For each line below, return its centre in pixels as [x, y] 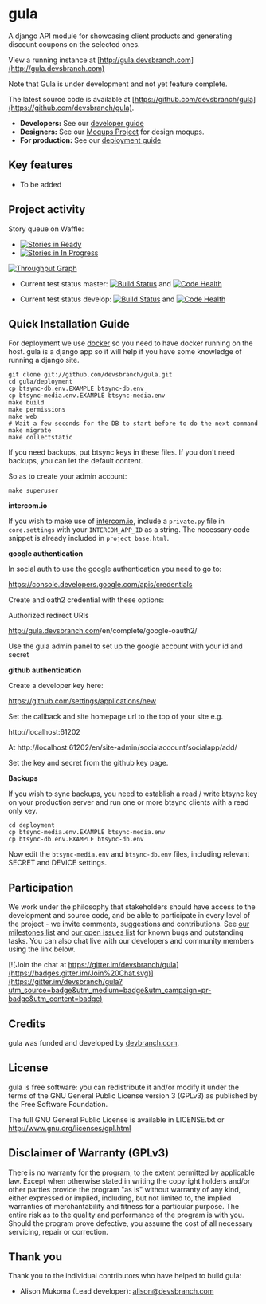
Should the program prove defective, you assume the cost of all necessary [131, 1223]
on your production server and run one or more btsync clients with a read [129, 802]
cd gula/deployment [41, 382]
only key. [23, 811]
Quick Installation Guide [69, 324]
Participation [41, 887]
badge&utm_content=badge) [55, 999]
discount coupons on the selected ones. [74, 44]
